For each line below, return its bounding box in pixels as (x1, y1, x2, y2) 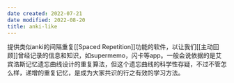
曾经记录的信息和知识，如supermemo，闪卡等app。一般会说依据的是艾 (17, 51, 222, 59)
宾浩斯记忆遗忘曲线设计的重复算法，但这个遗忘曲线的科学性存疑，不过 (7, 60, 209, 68)
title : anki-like (7, 23, 58, 30)
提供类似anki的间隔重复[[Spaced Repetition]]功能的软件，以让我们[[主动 (7, 43, 214, 51)
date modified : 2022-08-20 (7, 17, 86, 24)
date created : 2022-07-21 (7, 10, 82, 17)
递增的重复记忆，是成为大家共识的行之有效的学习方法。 (25, 68, 185, 77)
